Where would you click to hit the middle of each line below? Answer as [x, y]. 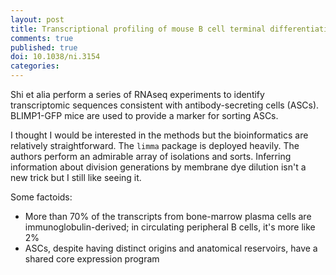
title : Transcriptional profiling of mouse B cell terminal [138, 29]
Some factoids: [41, 197]
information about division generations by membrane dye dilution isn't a [158, 167]
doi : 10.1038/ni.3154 [55, 57]
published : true [44, 47]
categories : [35, 66]
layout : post [37, 19]
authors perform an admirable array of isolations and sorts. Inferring [151, 156]
